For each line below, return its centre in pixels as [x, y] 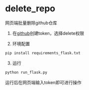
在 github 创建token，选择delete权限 [48, 33]
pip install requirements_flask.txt [43, 53]
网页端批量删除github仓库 [31, 23]
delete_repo [30, 9]
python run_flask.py [26, 72]
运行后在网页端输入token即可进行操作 [43, 82]
